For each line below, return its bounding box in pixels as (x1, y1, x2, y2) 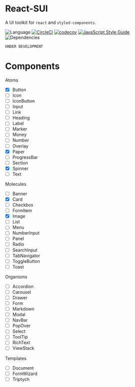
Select (12, 328, 26, 334)
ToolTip (12, 334, 28, 340)
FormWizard (12, 371, 38, 377)
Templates (5, 355, 27, 361)
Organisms (5, 273, 27, 279)
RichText (12, 340, 30, 346)
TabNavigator (12, 253, 41, 258)
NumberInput (12, 230, 40, 236)
